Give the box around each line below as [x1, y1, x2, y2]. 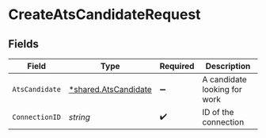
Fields [8, 37, 40, 51]
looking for [201, 84, 243, 94]
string [68, 112, 91, 122]
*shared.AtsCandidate [68, 84, 152, 94]
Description [205, 61, 251, 71]
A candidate [201, 74, 247, 85]
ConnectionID [12, 113, 62, 121]
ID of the [201, 107, 234, 117]
